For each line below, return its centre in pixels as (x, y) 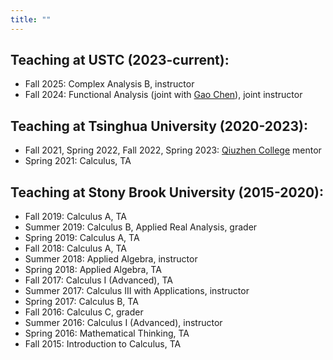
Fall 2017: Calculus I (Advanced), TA (98, 280)
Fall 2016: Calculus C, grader (84, 312)
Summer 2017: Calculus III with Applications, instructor (137, 291)
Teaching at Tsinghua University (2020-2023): (159, 126)
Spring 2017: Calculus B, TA (81, 302)
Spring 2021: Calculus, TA (78, 161)
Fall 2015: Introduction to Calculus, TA (103, 344)
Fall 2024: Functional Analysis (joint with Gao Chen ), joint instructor (163, 95)
